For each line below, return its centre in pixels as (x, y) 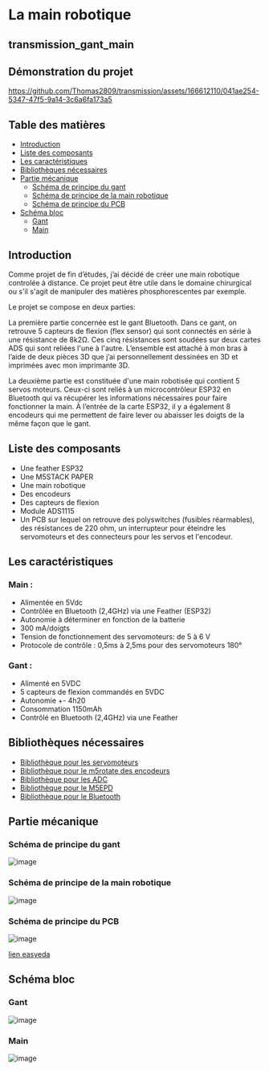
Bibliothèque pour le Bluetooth (70, 796)
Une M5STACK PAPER (57, 477)
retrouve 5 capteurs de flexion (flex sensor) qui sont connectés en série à (130, 331)
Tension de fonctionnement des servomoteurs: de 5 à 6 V (115, 636)
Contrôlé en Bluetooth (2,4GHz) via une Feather (99, 717)
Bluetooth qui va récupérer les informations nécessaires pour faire (118, 398)
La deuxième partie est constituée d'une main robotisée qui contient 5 (124, 381)
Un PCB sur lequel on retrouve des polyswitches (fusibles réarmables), (137, 519)
